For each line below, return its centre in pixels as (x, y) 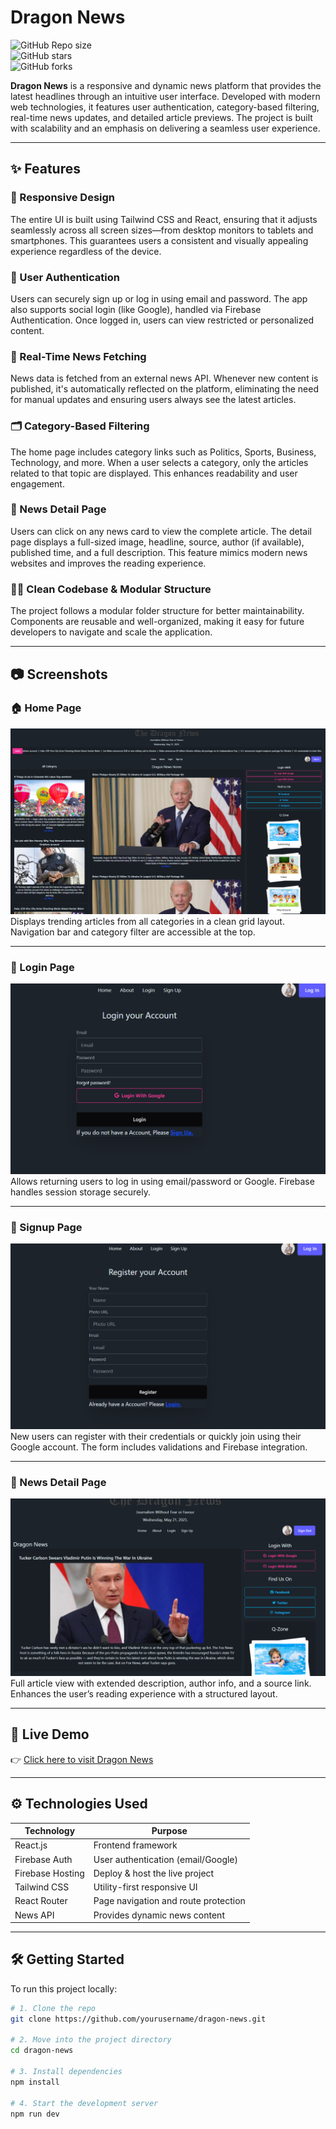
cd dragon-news (42, 2051)
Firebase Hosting (49, 1873)
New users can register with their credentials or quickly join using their (156, 1437)
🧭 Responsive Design (62, 198)
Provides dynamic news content (159, 1915)
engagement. (37, 483)
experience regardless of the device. (86, 251)
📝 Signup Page (46, 1227)
